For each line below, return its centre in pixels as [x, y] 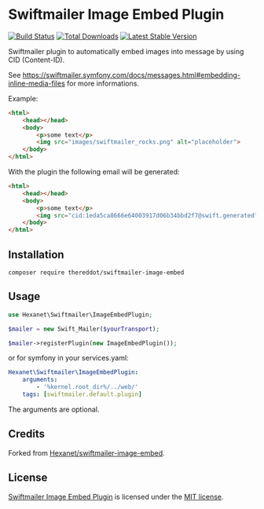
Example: [23, 98]
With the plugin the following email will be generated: [94, 172]
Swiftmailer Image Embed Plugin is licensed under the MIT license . [116, 496]
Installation [36, 254]
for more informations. [103, 83]
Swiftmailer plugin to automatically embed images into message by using [126, 51]
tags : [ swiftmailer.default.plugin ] [82, 394]
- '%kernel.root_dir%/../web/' [88, 387]
